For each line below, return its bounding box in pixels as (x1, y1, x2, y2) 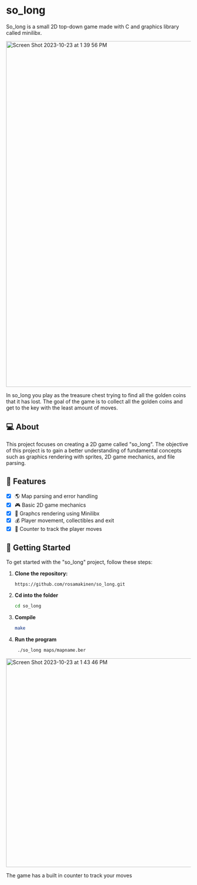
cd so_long (14, 603, 42, 609)
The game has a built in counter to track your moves (6, 872, 133, 879)
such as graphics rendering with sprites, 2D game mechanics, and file (6, 453, 175, 460)
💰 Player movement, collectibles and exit (14, 517, 114, 524)
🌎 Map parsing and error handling (14, 493, 98, 500)
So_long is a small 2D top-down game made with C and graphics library (6, 23, 179, 30)
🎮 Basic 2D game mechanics (14, 501, 86, 508)
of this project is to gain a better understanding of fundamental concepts (6, 447, 182, 454)
